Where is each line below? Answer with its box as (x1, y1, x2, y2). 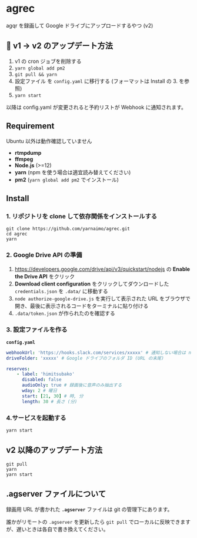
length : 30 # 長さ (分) (21, 398, 78, 404)
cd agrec (6, 231, 28, 237)
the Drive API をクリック (14, 273, 75, 280)
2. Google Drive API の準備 (6, 251, 82, 259)
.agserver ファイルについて (6, 489, 106, 499)
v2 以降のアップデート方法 (6, 445, 103, 455)
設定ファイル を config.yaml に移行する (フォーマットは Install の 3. (14, 77, 178, 84)
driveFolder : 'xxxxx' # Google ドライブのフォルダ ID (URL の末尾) (6, 355, 165, 361)
